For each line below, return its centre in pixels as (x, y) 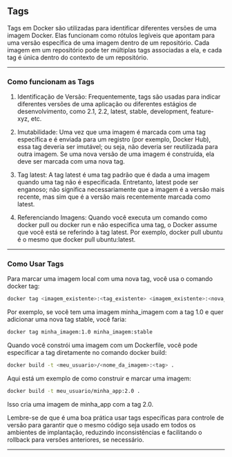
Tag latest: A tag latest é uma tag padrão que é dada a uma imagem (113, 175)
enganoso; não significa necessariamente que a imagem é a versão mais (121, 190)
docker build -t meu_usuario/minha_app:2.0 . (74, 391)
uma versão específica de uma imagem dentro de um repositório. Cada (108, 42)
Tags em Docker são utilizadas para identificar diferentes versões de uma (112, 28)
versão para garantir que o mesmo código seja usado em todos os (101, 425)
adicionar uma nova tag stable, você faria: (67, 320)
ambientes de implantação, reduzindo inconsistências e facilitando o (105, 432)
